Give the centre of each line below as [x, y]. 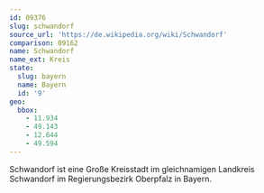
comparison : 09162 [44, 43]
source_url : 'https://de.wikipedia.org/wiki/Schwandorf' [118, 34]
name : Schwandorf [42, 51]
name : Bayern [42, 85]
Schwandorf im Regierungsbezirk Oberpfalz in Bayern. [111, 179]
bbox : [28, 110]
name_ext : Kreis [40, 60]
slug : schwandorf [42, 26]
